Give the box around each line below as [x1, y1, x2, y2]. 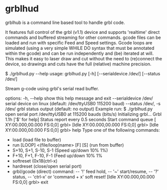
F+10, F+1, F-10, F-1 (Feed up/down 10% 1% [12, 153, 103, 159]
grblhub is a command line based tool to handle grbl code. [5, 19, 125, 25]
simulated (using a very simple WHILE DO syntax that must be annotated [5, 45, 155, 51]
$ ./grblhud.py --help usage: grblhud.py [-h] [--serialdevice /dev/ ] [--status [5, 70, 161, 76]
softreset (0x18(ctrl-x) [12, 158, 58, 164]
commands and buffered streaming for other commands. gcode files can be [5, 34, 161, 40]
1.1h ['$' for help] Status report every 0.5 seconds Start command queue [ [5, 116, 156, 122]
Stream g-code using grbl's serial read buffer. [5, 85, 99, 91]
